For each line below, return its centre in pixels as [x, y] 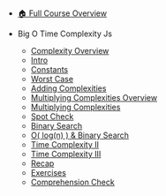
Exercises [48, 173]
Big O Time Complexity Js [65, 34]
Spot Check [52, 117]
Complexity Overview [70, 51]
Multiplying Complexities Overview [94, 98]
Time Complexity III [66, 154]
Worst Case [52, 79]
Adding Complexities [68, 88]
